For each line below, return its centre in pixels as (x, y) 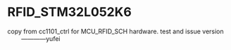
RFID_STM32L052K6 (69, 12)
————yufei (40, 38)
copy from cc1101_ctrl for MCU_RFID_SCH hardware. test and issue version (115, 31)
